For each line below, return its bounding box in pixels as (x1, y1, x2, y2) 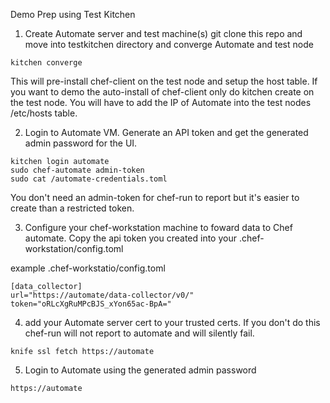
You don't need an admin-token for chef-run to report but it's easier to (10, 192, 300, 203)
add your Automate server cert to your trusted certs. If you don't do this (24, 317, 321, 328)
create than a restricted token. (10, 202, 135, 214)
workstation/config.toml (24, 243, 124, 254)
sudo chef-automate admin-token (10, 165, 145, 175)
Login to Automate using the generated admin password (24, 364, 257, 376)
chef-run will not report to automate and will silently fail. (24, 327, 255, 339)
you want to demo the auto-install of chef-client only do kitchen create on (10, 86, 315, 98)
